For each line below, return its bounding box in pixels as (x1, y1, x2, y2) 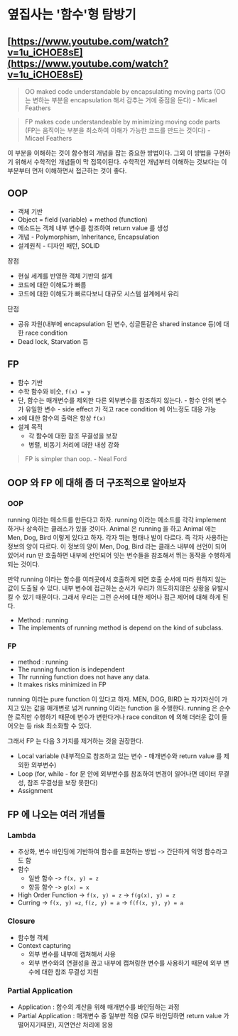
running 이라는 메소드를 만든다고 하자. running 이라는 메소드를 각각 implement (7, 516, 227, 524)
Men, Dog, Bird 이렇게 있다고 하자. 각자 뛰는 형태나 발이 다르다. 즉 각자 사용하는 (7, 534, 229, 542)
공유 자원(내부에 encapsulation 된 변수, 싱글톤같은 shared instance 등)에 (17, 319, 222, 328)
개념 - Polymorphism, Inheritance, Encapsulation (17, 232, 160, 241)
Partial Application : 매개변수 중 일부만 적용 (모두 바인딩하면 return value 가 (17, 1011, 229, 1020)
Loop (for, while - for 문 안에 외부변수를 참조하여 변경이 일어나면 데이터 (17, 769, 217, 778)
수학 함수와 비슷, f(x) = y (17, 387, 91, 395)
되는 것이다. (7, 560, 40, 568)
